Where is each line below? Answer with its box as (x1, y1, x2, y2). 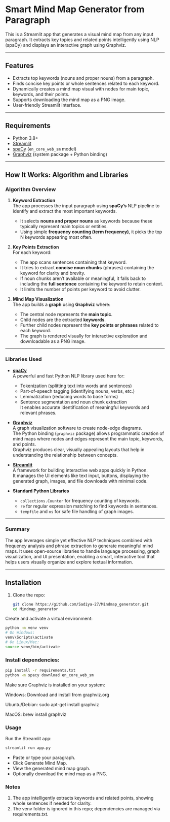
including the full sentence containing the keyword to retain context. (20, 281, 163, 287)
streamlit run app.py (5, 745, 51, 750)
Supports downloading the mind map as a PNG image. (12, 97, 126, 103)
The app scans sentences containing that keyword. (20, 259, 127, 265)
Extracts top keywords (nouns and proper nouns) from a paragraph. (12, 75, 154, 81)
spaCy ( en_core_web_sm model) (12, 146, 77, 152)
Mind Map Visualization (12, 296, 64, 302)
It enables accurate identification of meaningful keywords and (20, 404, 149, 410)
